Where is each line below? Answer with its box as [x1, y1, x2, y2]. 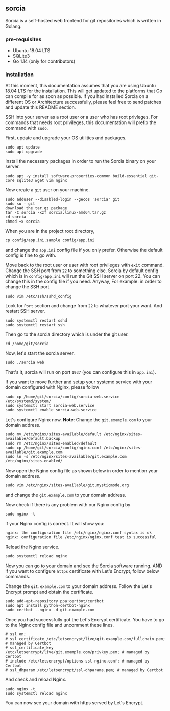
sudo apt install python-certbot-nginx [5, 603, 90, 608]
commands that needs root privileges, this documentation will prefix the [5, 119, 157, 126]
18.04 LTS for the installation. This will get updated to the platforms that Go [5, 88, 162, 94]
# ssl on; [5, 632, 27, 637]
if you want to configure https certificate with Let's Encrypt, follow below [5, 568, 159, 574]
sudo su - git [5, 201, 36, 206]
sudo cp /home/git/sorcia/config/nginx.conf [5, 445, 102, 451]
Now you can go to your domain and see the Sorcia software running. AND [5, 562, 162, 569]
